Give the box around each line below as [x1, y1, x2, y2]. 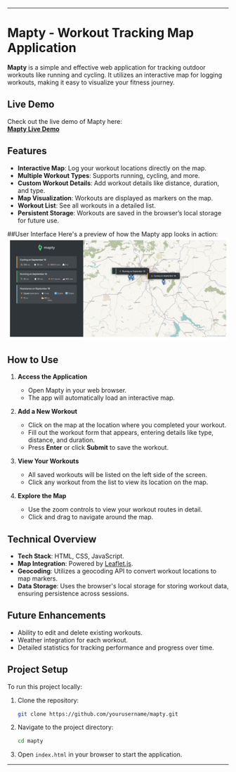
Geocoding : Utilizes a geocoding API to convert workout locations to [17, 567, 217, 575]
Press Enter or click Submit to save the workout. [27, 443, 169, 452]
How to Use [7, 353, 59, 366]
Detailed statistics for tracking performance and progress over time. [17, 643, 214, 652]
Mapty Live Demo [7, 125, 60, 133]
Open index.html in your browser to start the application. [17, 750, 183, 759]
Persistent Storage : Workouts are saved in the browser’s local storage [17, 208, 222, 217]
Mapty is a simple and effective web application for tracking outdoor [7, 63, 206, 71]
